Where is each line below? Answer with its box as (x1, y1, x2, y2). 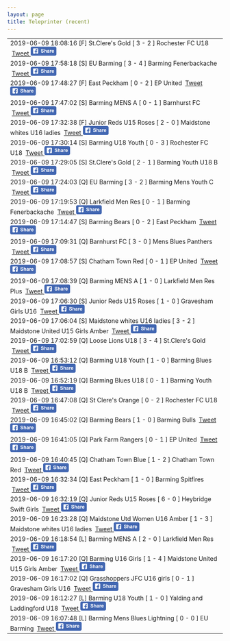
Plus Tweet (10, 287, 43, 295)
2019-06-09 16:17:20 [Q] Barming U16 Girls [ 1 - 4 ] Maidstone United (10, 554, 218, 562)
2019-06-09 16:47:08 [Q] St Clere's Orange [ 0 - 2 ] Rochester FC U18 (10, 396, 218, 404)
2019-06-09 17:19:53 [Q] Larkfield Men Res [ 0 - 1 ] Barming (10, 197, 190, 206)
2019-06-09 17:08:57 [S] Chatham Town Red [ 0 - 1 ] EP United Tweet (10, 257, 218, 265)
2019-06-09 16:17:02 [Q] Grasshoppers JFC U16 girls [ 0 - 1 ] (10, 575, 195, 582)
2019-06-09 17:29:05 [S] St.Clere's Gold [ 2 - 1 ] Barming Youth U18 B (10, 158, 218, 166)
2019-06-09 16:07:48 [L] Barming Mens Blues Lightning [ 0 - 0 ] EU (10, 614, 209, 622)
